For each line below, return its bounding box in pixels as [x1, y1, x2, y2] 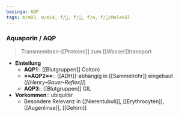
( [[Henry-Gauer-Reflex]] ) [23, 79, 86, 86]
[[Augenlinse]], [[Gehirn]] [23, 104, 87, 111]
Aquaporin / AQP [6, 34, 56, 43]
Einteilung [14, 59, 41, 67]
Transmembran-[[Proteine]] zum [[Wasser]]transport [20, 47, 152, 55]
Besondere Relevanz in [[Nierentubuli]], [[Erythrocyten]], [23, 97, 165, 105]
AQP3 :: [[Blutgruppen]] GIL [23, 85, 91, 92]
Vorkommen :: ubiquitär [14, 91, 73, 98]
